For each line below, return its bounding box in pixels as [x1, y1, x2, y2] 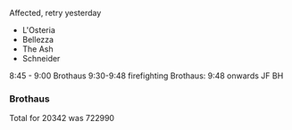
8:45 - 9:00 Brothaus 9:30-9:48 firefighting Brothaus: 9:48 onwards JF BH [9, 70, 284, 81]
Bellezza [21, 35, 54, 45]
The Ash [21, 44, 54, 54]
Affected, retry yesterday [9, 8, 102, 18]
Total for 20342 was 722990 [9, 113, 114, 124]
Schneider [21, 53, 61, 63]
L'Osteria [21, 25, 55, 35]
